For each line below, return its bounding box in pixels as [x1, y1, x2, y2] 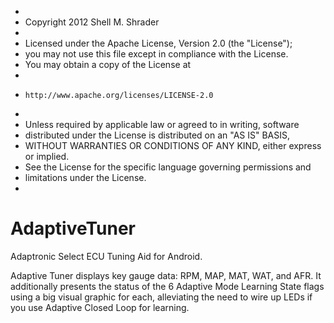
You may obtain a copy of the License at [24, 59, 192, 70]
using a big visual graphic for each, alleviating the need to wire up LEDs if [10, 291, 313, 303]
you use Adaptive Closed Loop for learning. [10, 301, 190, 313]
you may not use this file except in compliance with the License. [24, 48, 289, 60]
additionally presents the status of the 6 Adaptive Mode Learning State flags [10, 280, 325, 292]
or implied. [24, 151, 70, 162]
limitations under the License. [24, 172, 147, 183]
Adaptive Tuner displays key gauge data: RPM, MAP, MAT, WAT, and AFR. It [10, 269, 322, 281]
